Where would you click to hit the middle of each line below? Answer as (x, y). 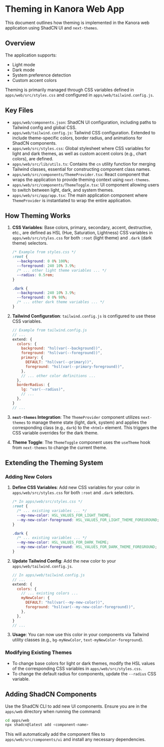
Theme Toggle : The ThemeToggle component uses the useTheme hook (81, 442)
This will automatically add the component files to (55, 734)
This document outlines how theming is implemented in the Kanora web (77, 23)
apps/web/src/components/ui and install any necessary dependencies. (75, 740)
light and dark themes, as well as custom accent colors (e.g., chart (79, 154)
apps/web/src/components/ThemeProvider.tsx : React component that (81, 174)
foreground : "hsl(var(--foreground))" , (62, 353)
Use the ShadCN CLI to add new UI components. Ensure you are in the (76, 706)
